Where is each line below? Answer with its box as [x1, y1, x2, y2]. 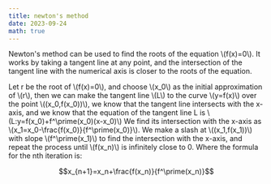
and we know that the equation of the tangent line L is [25, 108, 205, 118]
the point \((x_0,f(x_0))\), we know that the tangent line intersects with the [8, 99, 255, 109]
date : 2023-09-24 [8, 19, 67, 28]
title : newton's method [8, 11, 89, 20]
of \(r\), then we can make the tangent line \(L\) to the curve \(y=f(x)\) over [8, 91, 257, 101]
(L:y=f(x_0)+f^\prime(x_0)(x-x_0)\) [8, 117, 123, 126]
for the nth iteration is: [8, 151, 83, 160]
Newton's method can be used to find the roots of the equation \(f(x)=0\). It [8, 49, 261, 59]
